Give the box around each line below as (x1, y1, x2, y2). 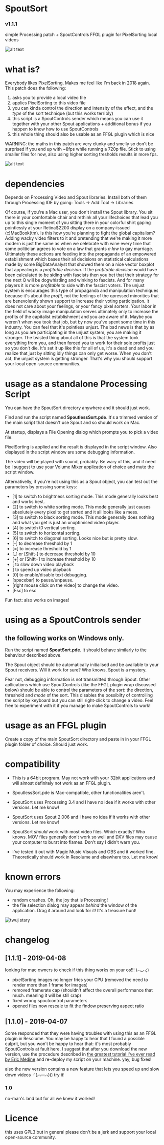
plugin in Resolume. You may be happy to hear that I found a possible (5, 1035, 145, 1041)
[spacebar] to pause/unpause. (12, 577, 74, 583)
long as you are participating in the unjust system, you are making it (5, 329, 142, 335)
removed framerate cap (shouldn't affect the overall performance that (12, 987, 153, 993)
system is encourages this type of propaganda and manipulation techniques (5, 287, 159, 293)
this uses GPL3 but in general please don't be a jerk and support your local (5, 1129, 156, 1135)
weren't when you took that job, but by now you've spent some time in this (5, 319, 156, 325)
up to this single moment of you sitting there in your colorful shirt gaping (5, 220, 151, 225)
